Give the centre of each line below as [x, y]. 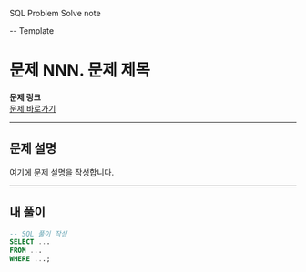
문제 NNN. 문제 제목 [80, 71]
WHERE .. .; [30, 259]
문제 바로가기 [33, 108]
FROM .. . [26, 251]
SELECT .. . [30, 242]
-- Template [32, 30]
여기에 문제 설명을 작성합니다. [62, 172]
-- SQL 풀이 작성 [39, 234]
